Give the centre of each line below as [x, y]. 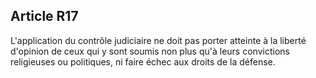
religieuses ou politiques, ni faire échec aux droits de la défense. [143, 61]
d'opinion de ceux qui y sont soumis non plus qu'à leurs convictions [150, 51]
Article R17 [44, 16]
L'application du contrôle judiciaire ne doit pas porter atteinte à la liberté [158, 40]
